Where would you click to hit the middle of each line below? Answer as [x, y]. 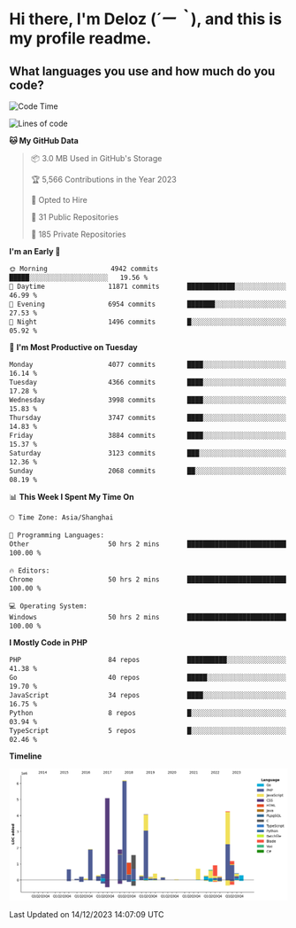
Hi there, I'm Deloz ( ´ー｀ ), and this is [146, 19]
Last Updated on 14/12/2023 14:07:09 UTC [87, 914]
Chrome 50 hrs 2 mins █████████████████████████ [148, 580]
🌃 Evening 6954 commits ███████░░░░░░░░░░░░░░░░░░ [148, 304]
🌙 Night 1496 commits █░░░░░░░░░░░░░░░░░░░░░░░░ [148, 322]
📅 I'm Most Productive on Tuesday [74, 347]
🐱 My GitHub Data [44, 140]
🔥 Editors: [30, 571]
